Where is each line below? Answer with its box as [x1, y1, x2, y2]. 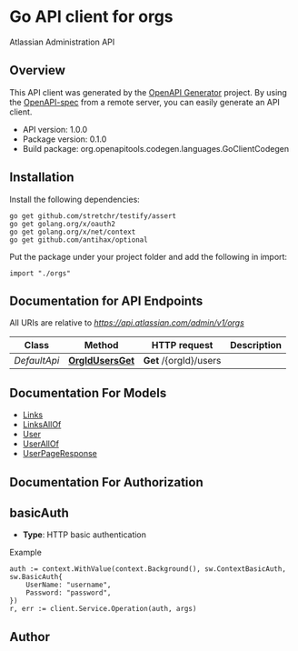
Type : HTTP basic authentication [22, 529, 147, 540]
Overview [9, 63, 66, 78]
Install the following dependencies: [9, 194, 141, 205]
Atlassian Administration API [9, 36, 115, 47]
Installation [9, 170, 74, 185]
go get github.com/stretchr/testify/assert [9, 211, 177, 220]
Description [230, 339, 282, 352]
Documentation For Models [9, 385, 167, 401]
